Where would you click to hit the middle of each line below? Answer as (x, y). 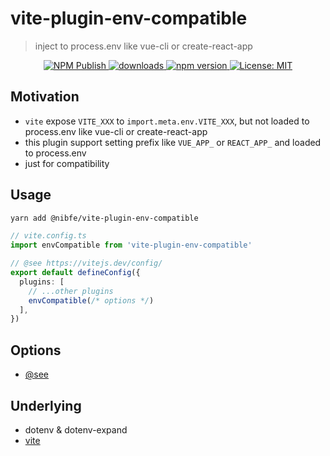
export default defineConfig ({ (75, 273)
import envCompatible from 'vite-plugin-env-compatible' (131, 245)
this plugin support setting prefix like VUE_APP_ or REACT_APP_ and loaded (173, 142)
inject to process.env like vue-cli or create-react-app (143, 46)
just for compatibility (67, 163)
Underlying (46, 405)
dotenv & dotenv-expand (76, 429)
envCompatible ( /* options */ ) (91, 300)
